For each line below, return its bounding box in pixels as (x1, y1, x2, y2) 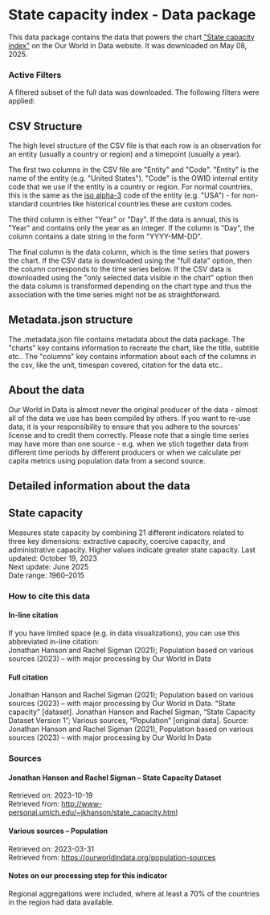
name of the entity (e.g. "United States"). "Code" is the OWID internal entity (8, 174, 259, 183)
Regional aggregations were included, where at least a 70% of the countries (8, 888, 260, 898)
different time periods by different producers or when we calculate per (8, 447, 242, 457)
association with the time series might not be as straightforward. (8, 290, 221, 300)
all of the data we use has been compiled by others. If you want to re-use (8, 413, 251, 423)
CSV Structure (8, 119, 83, 133)
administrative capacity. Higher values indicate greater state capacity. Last (8, 545, 256, 554)
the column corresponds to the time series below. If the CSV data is (8, 264, 231, 274)
